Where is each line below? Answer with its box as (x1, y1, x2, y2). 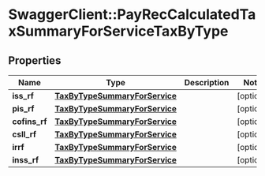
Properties (8, 54, 62, 67)
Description (184, 77, 230, 88)
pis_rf (12, 103, 35, 114)
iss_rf (12, 91, 34, 101)
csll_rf (12, 129, 37, 140)
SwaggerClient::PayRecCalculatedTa (8, 6, 256, 24)
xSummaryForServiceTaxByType (8, 22, 229, 40)
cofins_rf (12, 116, 47, 127)
